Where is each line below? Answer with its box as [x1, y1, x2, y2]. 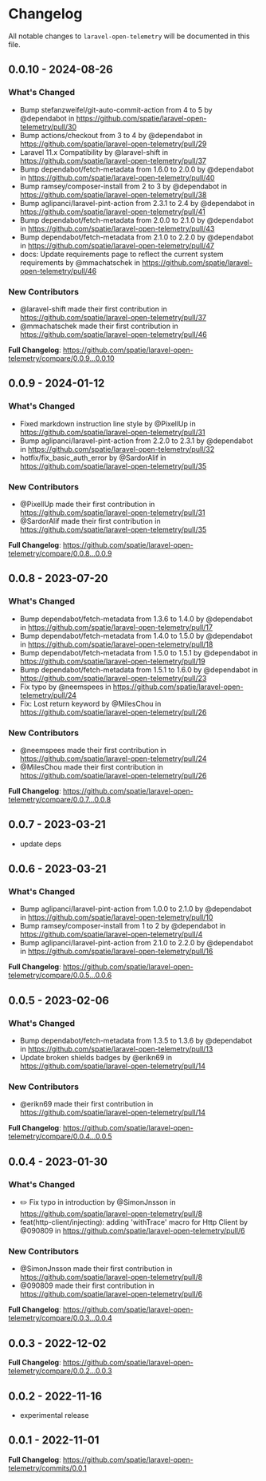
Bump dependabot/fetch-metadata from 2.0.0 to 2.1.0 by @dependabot [19, 215, 254, 224]
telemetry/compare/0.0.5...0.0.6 [8, 971, 112, 980]
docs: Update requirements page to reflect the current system [19, 249, 224, 259]
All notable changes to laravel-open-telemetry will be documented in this [8, 31, 250, 41]
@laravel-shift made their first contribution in [19, 304, 167, 314]
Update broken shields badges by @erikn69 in [19, 1053, 173, 1063]
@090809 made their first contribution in [19, 1281, 155, 1290]
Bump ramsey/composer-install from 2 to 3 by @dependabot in [19, 181, 228, 191]
